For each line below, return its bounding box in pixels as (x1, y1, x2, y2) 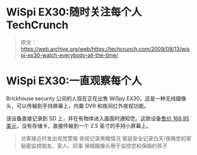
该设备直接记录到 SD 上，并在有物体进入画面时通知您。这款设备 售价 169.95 (6, 115, 189, 122)
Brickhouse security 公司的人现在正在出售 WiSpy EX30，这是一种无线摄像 (6, 95, 186, 102)
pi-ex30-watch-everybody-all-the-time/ (20, 51, 118, 59)
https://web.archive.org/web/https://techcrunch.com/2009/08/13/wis (20, 45, 190, 52)
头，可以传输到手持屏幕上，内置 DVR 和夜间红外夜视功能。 (6, 102, 150, 109)
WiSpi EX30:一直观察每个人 (6, 75, 142, 88)
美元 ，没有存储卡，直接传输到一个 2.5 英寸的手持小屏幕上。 (6, 122, 152, 129)
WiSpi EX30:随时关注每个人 (6, 5, 142, 19)
